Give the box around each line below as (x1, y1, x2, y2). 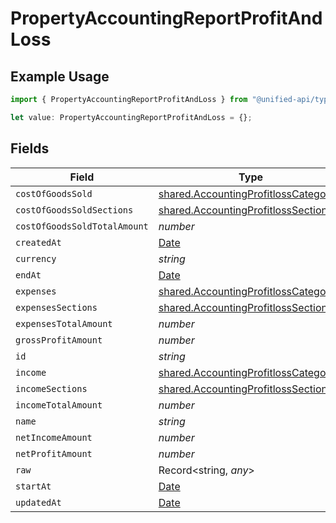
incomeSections (15, 383, 88, 394)
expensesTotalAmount (15, 318, 113, 329)
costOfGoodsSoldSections (15, 204, 134, 216)
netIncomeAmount (15, 432, 93, 443)
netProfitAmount (15, 448, 93, 459)
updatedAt (15, 497, 62, 508)
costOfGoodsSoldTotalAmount (15, 220, 149, 232)
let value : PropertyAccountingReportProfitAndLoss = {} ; (10, 112, 253, 122)
